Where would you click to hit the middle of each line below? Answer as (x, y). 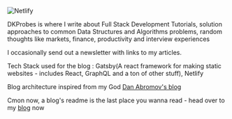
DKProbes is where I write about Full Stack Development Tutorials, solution (115, 24)
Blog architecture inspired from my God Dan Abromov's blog (94, 87)
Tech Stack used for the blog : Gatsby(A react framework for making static (115, 66)
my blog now (26, 108)
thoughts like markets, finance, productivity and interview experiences (109, 39)
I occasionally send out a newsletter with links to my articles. (94, 53)
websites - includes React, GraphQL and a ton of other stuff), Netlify (106, 73)
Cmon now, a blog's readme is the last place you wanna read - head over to (116, 100)
